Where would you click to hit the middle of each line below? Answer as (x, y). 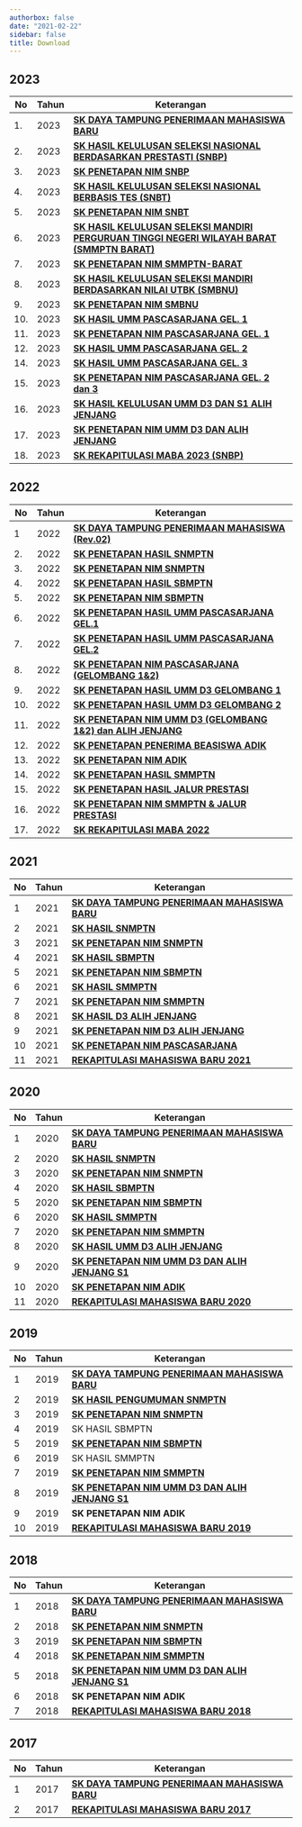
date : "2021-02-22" (46, 26)
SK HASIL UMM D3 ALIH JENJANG (147, 1246)
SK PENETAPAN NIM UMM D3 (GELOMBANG (170, 719)
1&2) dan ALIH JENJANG (128, 731)
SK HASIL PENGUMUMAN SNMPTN (149, 1400)
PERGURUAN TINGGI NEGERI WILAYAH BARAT (175, 238)
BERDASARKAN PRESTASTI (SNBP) (150, 157)
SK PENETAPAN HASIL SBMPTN (143, 583)
